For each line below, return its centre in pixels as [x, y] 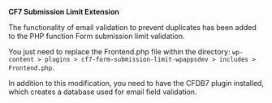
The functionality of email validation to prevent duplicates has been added [133, 27]
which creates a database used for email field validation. [103, 92]
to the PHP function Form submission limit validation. [97, 36]
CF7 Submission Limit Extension [64, 12]
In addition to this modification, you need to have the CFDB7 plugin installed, [136, 83]
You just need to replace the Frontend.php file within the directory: [119, 51]
